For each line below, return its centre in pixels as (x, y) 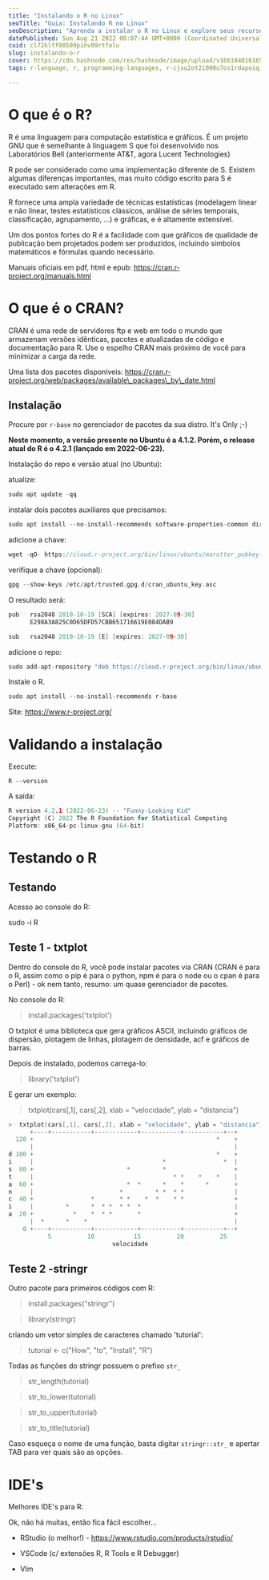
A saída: (22, 796)
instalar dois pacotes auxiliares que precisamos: (88, 510)
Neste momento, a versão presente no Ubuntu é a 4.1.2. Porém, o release (132, 440)
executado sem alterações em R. (62, 186)
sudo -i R (23, 922)
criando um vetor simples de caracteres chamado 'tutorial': (106, 1335)
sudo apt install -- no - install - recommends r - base (93, 697)
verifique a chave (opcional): (55, 570)
